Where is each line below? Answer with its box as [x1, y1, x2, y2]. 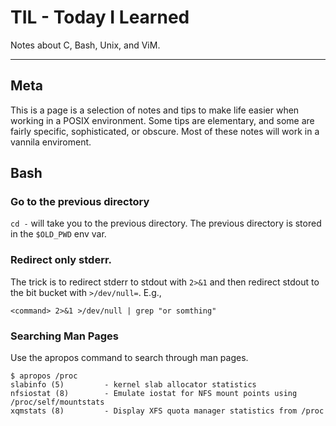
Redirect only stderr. [10, 253, 113, 267]
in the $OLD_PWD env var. [10, 228, 107, 240]
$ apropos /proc [10, 371, 78, 381]
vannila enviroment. [10, 136, 92, 148]
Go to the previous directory [10, 195, 150, 209]
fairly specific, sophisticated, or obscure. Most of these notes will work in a [10, 125, 320, 137]
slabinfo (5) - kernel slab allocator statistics [10, 380, 257, 390]
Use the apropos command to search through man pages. [10, 352, 249, 364]
